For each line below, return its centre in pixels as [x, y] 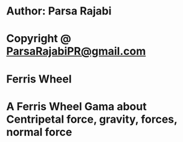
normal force [39, 132]
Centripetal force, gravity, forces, [92, 119]
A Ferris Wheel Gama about [76, 106]
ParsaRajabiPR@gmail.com [76, 51]
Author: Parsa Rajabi [59, 11]
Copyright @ [39, 39]
